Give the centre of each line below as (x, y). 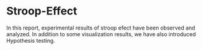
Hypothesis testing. (31, 40)
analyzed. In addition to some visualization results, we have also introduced (101, 34)
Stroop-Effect (42, 11)
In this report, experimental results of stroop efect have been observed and (101, 28)
